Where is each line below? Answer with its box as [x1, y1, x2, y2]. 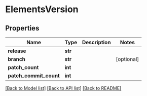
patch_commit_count [8, 72, 60, 79]
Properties [5, 24, 40, 33]
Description [82, 39, 111, 46]
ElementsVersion [5, 4, 79, 15]
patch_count [8, 64, 39, 71]
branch [8, 56, 26, 62]
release [8, 47, 26, 54]
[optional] [116, 56, 139, 62]
